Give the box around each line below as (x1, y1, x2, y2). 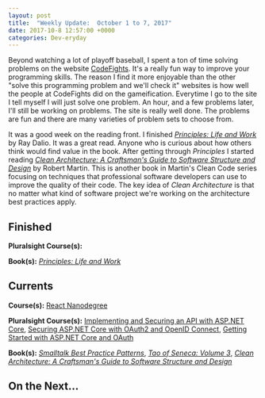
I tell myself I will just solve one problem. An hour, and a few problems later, (8, 98, 255, 107)
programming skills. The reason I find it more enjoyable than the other (8, 72, 236, 82)
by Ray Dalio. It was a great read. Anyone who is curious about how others (8, 138, 252, 147)
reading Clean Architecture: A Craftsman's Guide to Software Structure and (8, 155, 255, 165)
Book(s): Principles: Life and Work (8, 257, 121, 266)
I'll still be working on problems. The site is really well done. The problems (8, 106, 250, 116)
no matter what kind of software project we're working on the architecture (8, 189, 250, 198)
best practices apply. (8, 197, 77, 207)
